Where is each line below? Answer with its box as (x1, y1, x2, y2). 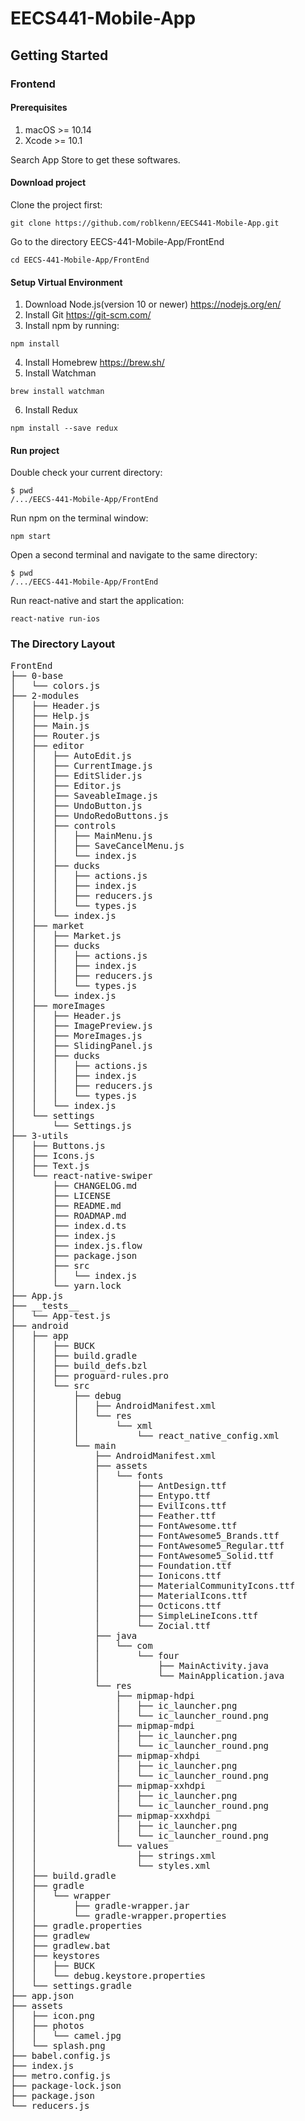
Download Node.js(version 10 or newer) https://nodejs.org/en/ (24, 298, 282, 311)
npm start (10, 532, 52, 542)
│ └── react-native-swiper (10, 1170, 153, 1181)
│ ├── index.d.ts (10, 1220, 127, 1231)
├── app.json (10, 1990, 75, 2001)
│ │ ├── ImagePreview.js (10, 1020, 153, 1031)
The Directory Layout (10, 637, 116, 651)
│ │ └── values (10, 1840, 169, 1851)
